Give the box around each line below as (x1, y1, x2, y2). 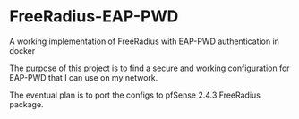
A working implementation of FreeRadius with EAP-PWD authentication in (9, 36, 280, 47)
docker (9, 45, 36, 55)
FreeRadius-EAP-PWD (9, 6, 179, 27)
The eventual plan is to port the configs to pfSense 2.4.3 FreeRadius (9, 89, 261, 100)
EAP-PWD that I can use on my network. (9, 72, 158, 82)
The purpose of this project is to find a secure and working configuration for (9, 63, 290, 73)
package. (9, 98, 44, 109)
